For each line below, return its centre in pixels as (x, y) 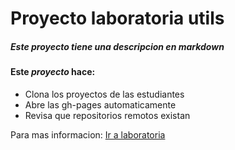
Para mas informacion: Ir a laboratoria (88, 134)
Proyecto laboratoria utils (117, 18)
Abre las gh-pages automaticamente (100, 104)
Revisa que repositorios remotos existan (107, 115)
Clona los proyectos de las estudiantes (104, 94)
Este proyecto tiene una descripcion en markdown (117, 46)
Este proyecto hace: (53, 72)
